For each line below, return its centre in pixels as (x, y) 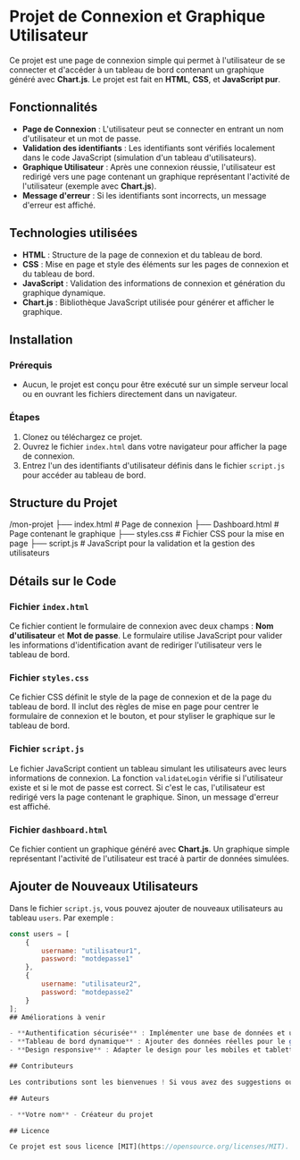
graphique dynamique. (64, 292)
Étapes (25, 418)
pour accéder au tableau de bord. (84, 475)
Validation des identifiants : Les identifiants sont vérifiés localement (148, 148)
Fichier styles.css (49, 677)
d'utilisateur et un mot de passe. (81, 138)
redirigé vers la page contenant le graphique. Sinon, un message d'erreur (144, 797)
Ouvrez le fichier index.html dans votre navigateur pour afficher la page (154, 446)
